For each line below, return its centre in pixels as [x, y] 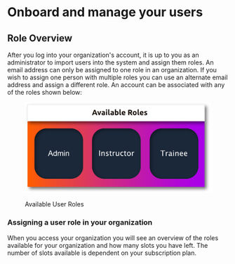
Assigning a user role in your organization [80, 223]
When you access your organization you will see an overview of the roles [113, 238]
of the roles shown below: [45, 92]
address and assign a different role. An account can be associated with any [116, 85]
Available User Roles [54, 204]
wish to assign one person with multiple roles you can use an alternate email [117, 77]
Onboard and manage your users [105, 12]
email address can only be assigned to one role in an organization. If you [112, 70]
